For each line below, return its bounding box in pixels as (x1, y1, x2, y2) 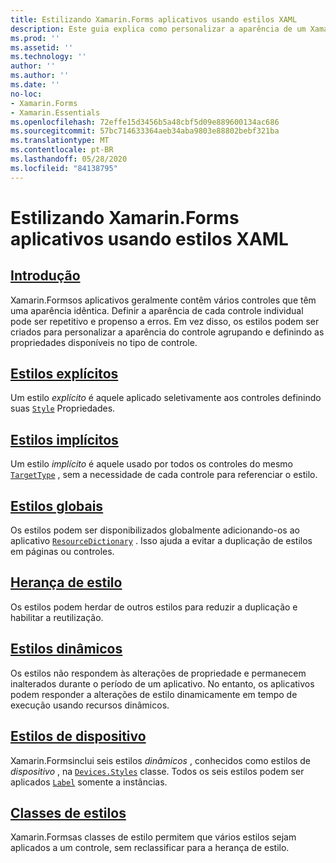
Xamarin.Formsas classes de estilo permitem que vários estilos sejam (10, 831, 297, 843)
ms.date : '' (10, 80, 60, 90)
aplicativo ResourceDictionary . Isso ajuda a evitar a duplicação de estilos (10, 535, 313, 547)
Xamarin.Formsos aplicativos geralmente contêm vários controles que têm (10, 294, 317, 306)
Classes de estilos (10, 804, 127, 821)
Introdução (10, 267, 81, 285)
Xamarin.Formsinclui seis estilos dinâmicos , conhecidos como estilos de (10, 754, 312, 766)
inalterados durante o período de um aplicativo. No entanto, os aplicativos (10, 677, 315, 690)
